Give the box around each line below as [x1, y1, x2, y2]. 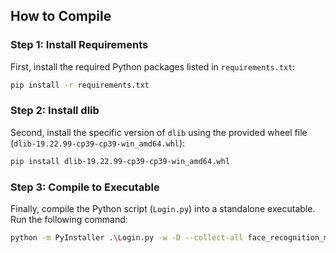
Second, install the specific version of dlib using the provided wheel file [10, 126, 308, 138]
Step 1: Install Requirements [10, 38, 149, 52]
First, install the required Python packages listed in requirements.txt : [10, 60, 296, 73]
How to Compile [10, 8, 112, 25]
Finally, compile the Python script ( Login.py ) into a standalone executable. [10, 203, 316, 215]
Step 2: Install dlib [10, 104, 100, 118]
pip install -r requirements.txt [10, 80, 150, 90]
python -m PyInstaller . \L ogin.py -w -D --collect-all [10, 233, 244, 243]
